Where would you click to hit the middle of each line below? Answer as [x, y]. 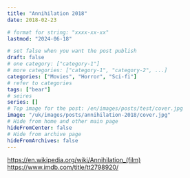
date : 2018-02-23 [32, 20]
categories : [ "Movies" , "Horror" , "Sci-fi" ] [72, 76]
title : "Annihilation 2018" [47, 13]
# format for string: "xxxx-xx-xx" [58, 32]
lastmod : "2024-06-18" [40, 38]
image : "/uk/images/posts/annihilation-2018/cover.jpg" [89, 115]
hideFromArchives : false [43, 141]
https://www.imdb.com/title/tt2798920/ [63, 167]
